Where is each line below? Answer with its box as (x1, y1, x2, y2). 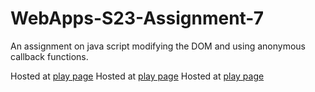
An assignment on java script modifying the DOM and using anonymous (10, 40, 306, 52)
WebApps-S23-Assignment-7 (10, 7, 264, 30)
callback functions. (10, 50, 89, 62)
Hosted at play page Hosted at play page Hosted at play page (10, 70, 265, 82)
